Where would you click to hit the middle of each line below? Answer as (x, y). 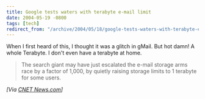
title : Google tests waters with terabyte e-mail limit (79, 12)
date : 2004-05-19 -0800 (37, 18)
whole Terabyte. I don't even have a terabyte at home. (74, 53)
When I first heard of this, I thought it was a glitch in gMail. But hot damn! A (101, 46)
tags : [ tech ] (23, 23)
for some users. (41, 78)
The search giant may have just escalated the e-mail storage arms (104, 65)
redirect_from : (26, 29)
